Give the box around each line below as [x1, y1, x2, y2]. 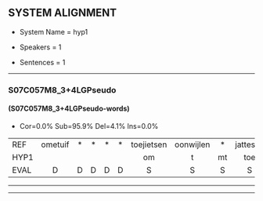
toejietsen [130, 139, 168, 150]
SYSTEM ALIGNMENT [8, 6, 117, 20]
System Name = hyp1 [19, 27, 88, 36]
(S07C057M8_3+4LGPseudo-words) [8, 104, 131, 113]
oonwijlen [175, 139, 211, 150]
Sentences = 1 [19, 57, 66, 67]
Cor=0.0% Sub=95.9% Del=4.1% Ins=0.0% [19, 121, 159, 130]
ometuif [41, 139, 70, 150]
